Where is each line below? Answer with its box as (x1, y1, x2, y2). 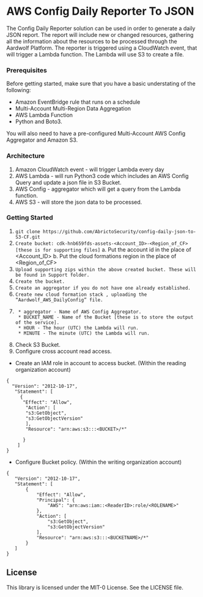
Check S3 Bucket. (15, 341, 61, 348)
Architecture (6, 152, 45, 160)
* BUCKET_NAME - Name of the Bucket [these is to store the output (18, 314, 194, 320)
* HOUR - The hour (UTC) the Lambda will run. (18, 325, 139, 331)
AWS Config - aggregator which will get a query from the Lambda (15, 185, 181, 193)
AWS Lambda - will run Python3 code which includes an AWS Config (15, 172, 189, 179)
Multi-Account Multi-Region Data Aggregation (15, 105, 131, 112)
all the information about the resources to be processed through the (6, 37, 177, 45)
